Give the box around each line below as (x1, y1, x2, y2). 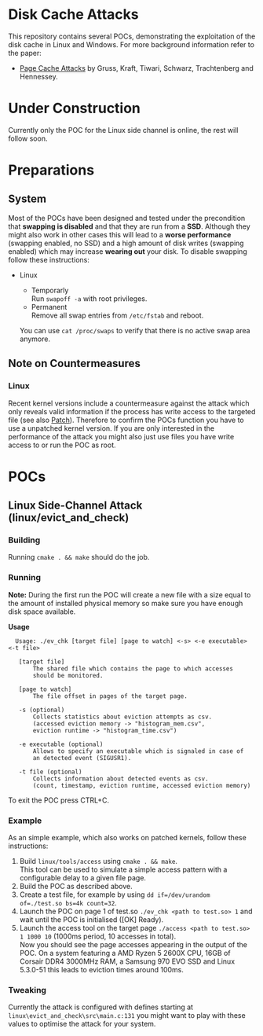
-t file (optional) (18, 768, 82, 776)
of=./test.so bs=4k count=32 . (19, 898, 118, 908)
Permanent (31, 302, 68, 311)
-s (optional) (18, 706, 65, 714)
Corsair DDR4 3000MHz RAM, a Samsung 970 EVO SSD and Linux (19, 957, 236, 966)
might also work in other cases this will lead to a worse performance (8, 230, 232, 239)
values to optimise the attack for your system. (8, 1019, 156, 1029)
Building (8, 535, 41, 546)
